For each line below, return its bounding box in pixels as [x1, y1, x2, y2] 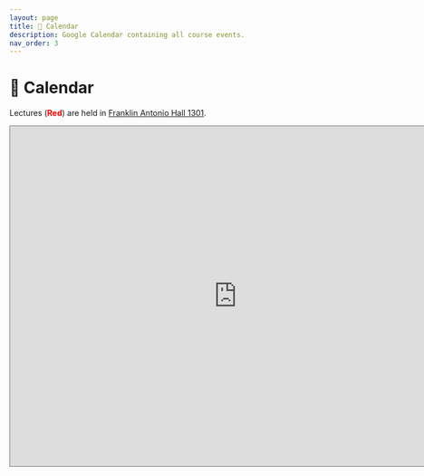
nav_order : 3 [9, 38, 59, 48]
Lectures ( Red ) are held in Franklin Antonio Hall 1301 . [9, 108, 207, 119]
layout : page [9, 13, 59, 23]
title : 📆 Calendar [9, 22, 79, 31]
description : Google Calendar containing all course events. [9, 30, 246, 39]
